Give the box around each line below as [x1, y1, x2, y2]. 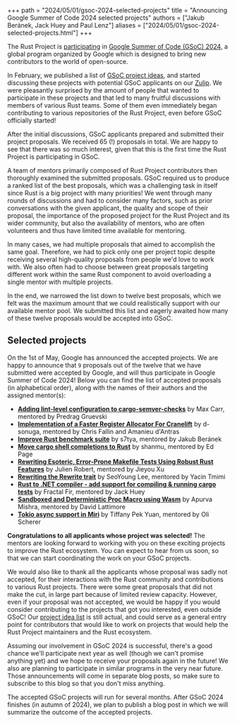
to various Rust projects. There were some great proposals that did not [7, 582, 213, 591]
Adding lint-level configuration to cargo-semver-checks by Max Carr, [17, 404, 225, 413]
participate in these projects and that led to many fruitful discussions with [7, 93, 221, 102]
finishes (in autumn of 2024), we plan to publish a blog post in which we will [7, 700, 229, 709]
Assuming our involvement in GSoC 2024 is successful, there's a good [7, 641, 213, 650]
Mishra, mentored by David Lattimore [17, 502, 126, 511]
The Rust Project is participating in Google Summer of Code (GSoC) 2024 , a [7, 42, 228, 50]
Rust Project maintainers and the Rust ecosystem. [7, 627, 152, 636]
